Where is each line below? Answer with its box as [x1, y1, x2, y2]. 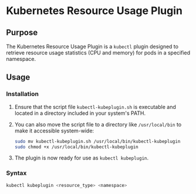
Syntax [6, 169, 27, 177]
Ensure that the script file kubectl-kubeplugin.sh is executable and [14, 103, 176, 110]
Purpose [6, 28, 38, 38]
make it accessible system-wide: [14, 127, 94, 134]
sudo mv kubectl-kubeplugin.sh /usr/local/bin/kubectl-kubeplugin [14, 138, 181, 144]
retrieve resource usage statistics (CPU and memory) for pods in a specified [6, 49, 191, 56]
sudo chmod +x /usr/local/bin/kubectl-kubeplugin [14, 144, 139, 150]
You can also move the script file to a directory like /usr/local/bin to [14, 121, 182, 128]
